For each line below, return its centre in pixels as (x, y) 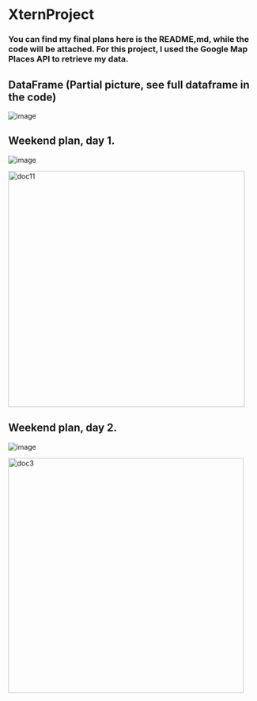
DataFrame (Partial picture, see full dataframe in (129, 85)
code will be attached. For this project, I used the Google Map (128, 49)
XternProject (51, 15)
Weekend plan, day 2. (62, 428)
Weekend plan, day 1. (62, 141)
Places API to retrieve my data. (68, 59)
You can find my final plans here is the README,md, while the (129, 40)
